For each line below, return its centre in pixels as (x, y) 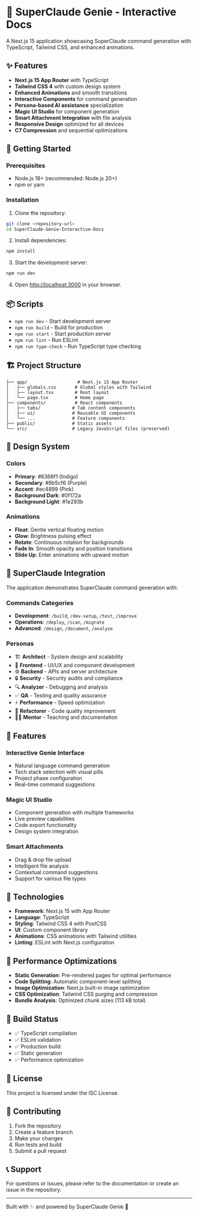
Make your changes (39, 1138)
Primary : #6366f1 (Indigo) (46, 476)
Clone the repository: (40, 213)
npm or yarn (29, 185)
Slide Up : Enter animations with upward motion (72, 555)
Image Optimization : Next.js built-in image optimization (82, 988)
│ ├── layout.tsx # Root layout (58, 392)
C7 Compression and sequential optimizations (71, 130)
